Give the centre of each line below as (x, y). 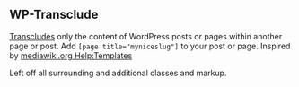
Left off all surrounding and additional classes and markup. (118, 73)
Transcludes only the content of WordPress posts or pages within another (146, 36)
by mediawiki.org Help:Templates (71, 55)
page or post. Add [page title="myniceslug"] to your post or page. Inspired (150, 46)
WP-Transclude (54, 15)
